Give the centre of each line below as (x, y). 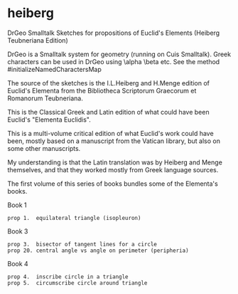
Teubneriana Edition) (38, 40)
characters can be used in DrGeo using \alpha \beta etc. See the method (114, 61)
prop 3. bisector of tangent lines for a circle (82, 244)
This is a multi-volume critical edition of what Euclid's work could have (111, 133)
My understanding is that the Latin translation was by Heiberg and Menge (115, 162)
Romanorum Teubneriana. (45, 98)
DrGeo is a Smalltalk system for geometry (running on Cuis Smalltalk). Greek (119, 54)
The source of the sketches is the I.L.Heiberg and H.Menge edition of (109, 83)
